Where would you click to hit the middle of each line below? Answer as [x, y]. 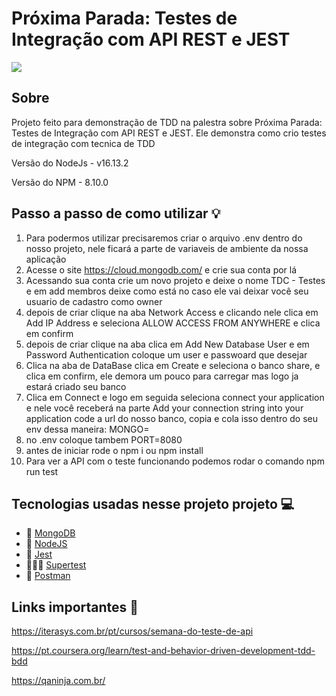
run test [42, 471]
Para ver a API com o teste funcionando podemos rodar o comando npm [175, 461]
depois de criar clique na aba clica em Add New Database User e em [167, 344]
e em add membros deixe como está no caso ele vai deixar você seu [167, 291]
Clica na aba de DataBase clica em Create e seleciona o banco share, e [173, 365]
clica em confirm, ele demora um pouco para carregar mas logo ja [162, 376]
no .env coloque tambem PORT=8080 [104, 439]
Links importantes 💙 [75, 607]
